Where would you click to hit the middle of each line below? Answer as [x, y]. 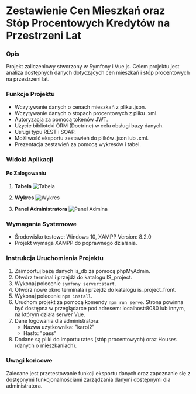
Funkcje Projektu [30, 94]
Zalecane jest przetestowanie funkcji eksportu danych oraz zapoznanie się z [98, 373]
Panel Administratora [41, 209]
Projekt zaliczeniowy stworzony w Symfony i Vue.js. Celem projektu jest [93, 67]
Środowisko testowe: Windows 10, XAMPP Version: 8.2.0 [83, 237]
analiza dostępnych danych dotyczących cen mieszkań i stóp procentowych [98, 73]
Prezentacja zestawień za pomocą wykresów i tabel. [78, 144]
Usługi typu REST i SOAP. [45, 132]
